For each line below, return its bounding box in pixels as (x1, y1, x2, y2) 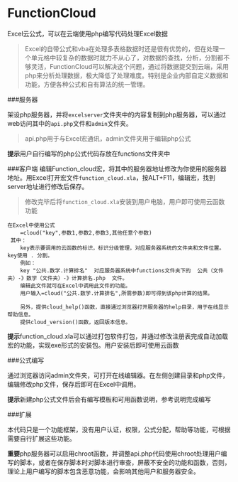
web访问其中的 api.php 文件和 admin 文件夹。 (7, 119, 132, 127)
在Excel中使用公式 (7, 222, 55, 229)
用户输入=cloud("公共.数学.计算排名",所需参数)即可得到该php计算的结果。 (20, 289, 214, 296)
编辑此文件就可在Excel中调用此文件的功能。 (20, 282, 131, 289)
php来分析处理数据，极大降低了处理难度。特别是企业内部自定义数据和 (24, 71, 229, 80)
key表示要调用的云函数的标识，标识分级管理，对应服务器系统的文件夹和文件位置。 (20, 244, 225, 252)
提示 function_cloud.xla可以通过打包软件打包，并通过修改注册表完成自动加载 (7, 332, 229, 341)
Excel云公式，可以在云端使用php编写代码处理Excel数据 (7, 29, 169, 38)
